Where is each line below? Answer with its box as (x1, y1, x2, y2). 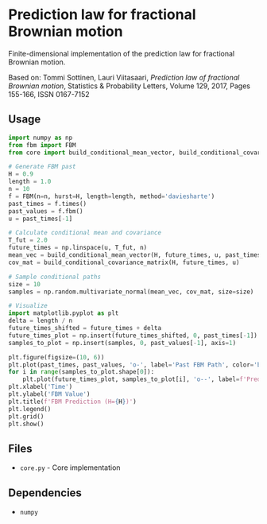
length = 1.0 (8, 177, 52, 186)
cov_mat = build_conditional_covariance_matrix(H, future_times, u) (8, 258, 240, 266)
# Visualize (8, 302, 48, 310)
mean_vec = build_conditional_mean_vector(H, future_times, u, (8, 251, 222, 259)
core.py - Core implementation (19, 463, 121, 472)
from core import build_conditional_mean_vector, (8, 149, 176, 157)
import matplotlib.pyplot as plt (8, 309, 119, 317)
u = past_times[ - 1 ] (8, 215, 73, 223)
